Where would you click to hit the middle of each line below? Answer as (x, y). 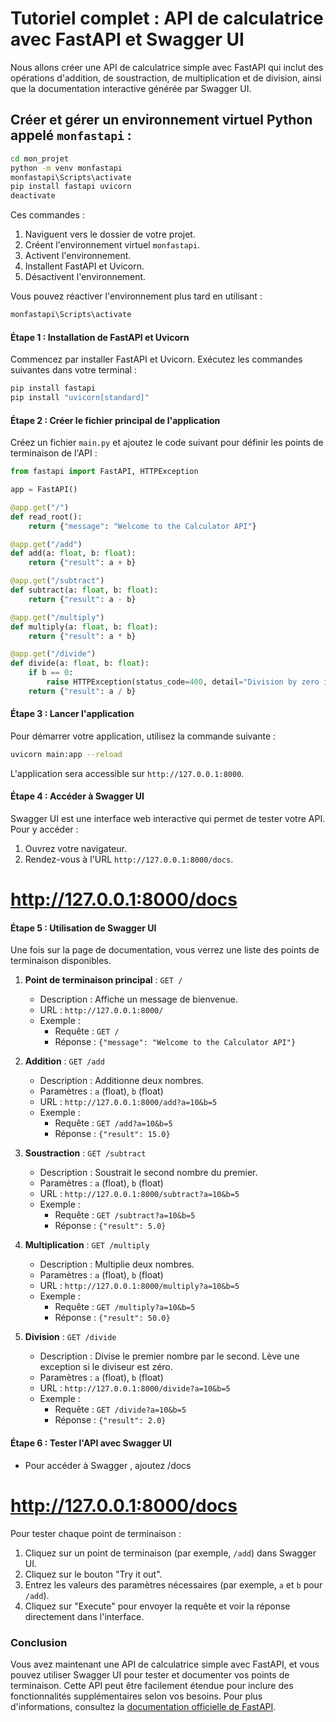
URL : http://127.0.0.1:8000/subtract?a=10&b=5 (139, 1194)
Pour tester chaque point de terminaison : (96, 1533)
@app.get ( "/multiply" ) (57, 617)
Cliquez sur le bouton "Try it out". (93, 1574)
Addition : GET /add (64, 1061)
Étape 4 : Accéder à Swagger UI (77, 796)
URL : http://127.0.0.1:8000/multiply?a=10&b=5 (139, 1286)
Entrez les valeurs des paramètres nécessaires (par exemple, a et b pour (173, 1584)
